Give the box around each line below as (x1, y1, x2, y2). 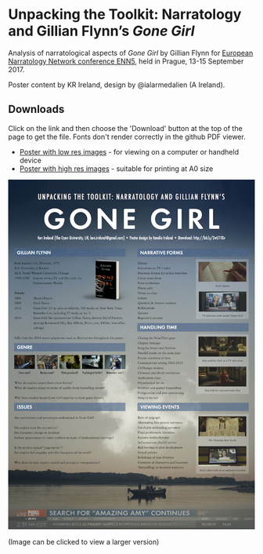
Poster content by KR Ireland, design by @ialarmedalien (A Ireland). (8, 80, 225, 89)
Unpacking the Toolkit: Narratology (8, 5, 242, 24)
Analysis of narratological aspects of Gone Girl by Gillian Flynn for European (8, 48, 254, 57)
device (19, 155, 41, 165)
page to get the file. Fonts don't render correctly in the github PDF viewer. (8, 132, 247, 141)
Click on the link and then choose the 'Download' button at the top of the (8, 123, 243, 133)
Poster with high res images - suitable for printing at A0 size (19, 163, 214, 173)
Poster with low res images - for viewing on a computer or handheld (19, 147, 240, 156)
